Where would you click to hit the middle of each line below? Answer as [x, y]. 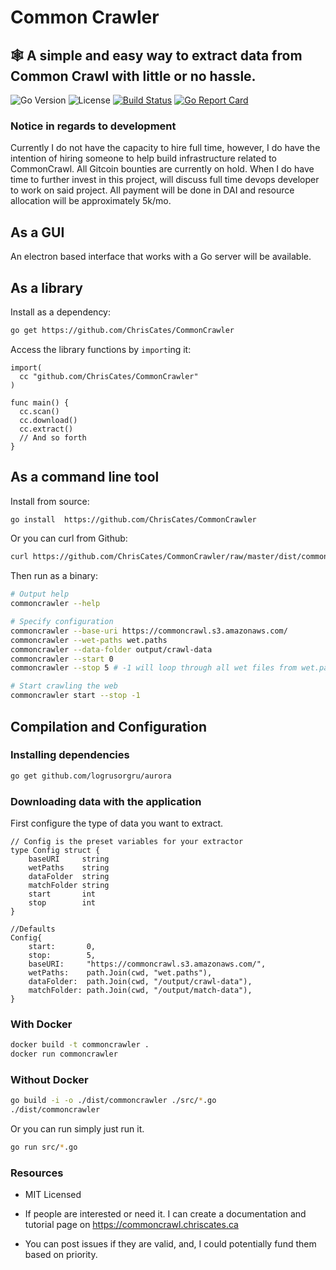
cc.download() [48, 420]
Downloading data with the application [106, 801]
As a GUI [37, 232]
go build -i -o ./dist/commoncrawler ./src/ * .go [113, 1101]
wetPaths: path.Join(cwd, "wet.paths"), [120, 972]
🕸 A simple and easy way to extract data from [156, 55]
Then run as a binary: [54, 576]
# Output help [40, 594]
